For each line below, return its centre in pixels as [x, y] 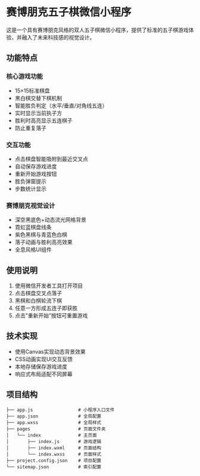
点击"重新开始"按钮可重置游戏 [51, 316]
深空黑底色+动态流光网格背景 [51, 220]
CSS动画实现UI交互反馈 [44, 359]
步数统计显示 [30, 188]
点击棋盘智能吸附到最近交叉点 [51, 159]
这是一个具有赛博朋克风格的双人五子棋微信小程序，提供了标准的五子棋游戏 [97, 30]
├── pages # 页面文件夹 [56, 429]
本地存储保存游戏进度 [41, 366]
